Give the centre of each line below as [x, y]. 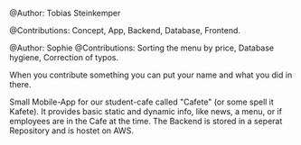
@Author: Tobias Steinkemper [65, 13]
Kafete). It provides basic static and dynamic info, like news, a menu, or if [146, 111]
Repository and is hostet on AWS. [71, 131]
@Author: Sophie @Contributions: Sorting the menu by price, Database [142, 48]
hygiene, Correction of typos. [64, 57]
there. [20, 84]
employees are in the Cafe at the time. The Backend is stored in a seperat [146, 121]
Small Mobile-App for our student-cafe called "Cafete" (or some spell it [141, 102]
